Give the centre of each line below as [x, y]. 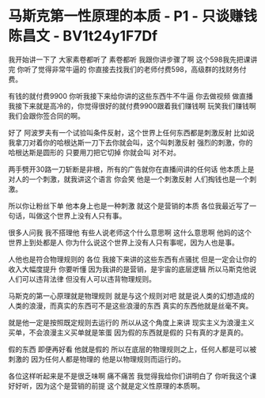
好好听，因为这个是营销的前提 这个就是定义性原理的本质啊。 [106, 385]
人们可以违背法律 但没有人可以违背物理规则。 [82, 279]
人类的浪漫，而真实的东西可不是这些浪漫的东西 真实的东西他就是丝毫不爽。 [131, 305]
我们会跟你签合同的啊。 [46, 116]
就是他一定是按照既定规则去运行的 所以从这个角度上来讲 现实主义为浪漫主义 [131, 322]
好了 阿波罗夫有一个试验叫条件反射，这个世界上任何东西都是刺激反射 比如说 [131, 132]
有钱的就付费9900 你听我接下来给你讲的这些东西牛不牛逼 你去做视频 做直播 [131, 96]
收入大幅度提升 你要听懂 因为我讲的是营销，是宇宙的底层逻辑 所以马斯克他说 [132, 269]
